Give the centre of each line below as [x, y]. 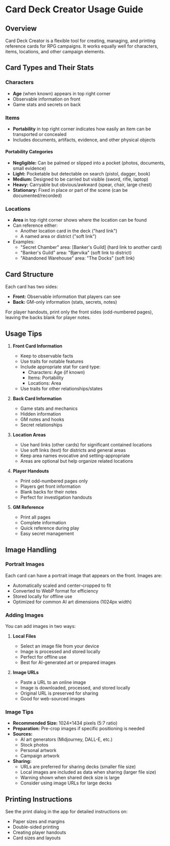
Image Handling [31, 550]
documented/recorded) [37, 195]
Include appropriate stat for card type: [60, 367]
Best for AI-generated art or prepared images [68, 662]
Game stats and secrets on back [47, 104]
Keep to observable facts [47, 356]
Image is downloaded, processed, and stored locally [75, 688]
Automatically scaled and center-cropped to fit [62, 585]
